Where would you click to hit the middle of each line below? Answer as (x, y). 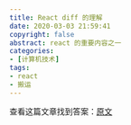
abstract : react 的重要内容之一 (65, 43)
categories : (32, 51)
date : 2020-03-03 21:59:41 (60, 26)
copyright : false (42, 34)
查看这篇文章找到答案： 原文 (61, 111)
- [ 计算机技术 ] (35, 59)
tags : (19, 68)
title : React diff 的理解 (56, 18)
